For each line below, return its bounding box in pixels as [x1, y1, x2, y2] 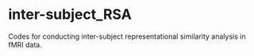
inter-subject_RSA [8, 6, 133, 24]
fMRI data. [8, 39, 42, 49]
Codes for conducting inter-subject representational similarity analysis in [8, 32, 246, 41]
